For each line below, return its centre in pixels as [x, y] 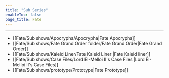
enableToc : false [23, 15]
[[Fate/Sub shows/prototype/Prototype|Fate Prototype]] [70, 70]
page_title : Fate [23, 19]
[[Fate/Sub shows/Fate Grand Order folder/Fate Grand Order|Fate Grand [87, 44]
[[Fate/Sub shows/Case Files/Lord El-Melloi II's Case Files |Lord [78, 60]
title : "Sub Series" [27, 10]
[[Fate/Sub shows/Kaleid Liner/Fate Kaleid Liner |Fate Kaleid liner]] [81, 54]
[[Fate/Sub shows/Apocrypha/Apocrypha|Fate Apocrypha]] [74, 38]
